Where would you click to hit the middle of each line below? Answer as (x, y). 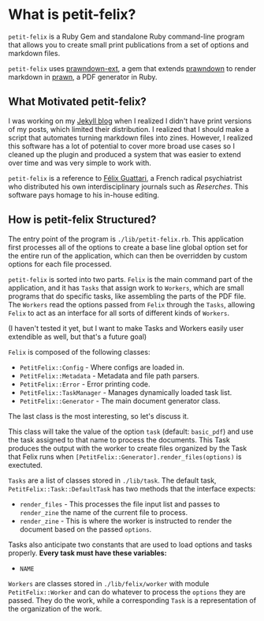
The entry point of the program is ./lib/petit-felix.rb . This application (126, 239)
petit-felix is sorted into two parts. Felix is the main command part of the (131, 279)
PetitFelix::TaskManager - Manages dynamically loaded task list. (126, 392)
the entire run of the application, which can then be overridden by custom (128, 255)
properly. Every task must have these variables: (87, 553)
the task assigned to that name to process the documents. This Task (119, 439)
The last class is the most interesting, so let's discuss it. (99, 416)
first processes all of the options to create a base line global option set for (128, 247)
